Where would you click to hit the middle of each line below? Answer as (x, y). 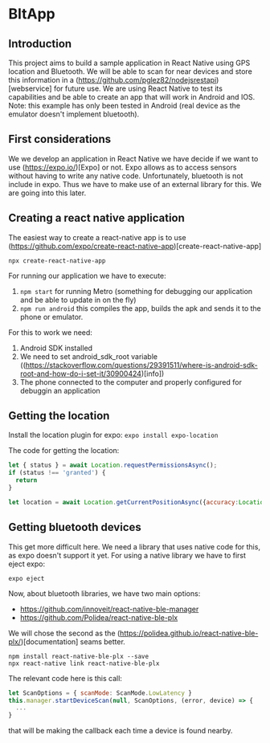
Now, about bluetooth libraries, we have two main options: (104, 593)
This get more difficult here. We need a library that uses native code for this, (135, 546)
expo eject (27, 578)
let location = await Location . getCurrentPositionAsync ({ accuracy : (124, 502)
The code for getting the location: (64, 451)
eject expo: (27, 564)
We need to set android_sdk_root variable (89, 356)
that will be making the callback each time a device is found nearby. (121, 731)
